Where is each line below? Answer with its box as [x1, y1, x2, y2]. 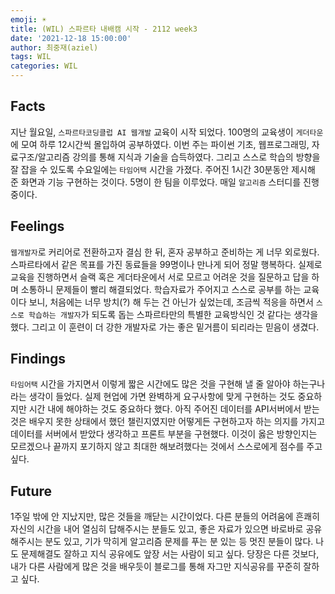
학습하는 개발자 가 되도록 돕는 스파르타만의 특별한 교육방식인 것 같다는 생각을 [28, 308, 319, 320]
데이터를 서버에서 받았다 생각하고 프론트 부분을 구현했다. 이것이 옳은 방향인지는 [10, 428, 318, 440]
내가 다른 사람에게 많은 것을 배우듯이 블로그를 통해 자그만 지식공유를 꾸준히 [10, 561, 302, 573]
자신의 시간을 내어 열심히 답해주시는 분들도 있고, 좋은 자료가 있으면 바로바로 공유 [10, 523, 323, 535]
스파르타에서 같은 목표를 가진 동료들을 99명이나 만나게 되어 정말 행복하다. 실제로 [10, 258, 323, 270]
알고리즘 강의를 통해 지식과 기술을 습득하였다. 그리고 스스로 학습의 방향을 [37, 151, 321, 163]
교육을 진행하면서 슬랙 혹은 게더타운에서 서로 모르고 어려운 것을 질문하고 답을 [10, 271, 310, 283]
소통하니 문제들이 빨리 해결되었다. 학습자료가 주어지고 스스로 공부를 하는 [20, 283, 302, 295]
